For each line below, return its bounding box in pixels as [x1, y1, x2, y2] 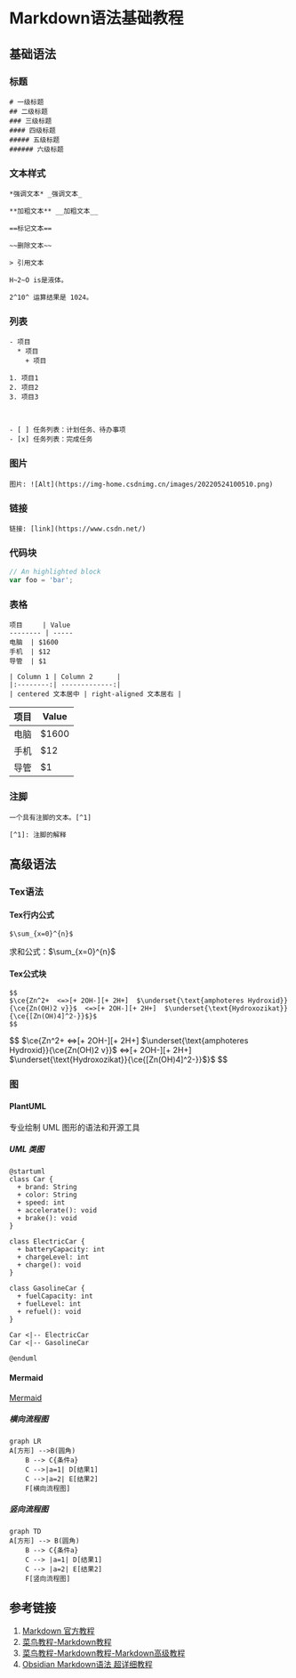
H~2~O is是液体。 [9, 276, 68, 285]
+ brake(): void [17, 1213, 77, 1222]
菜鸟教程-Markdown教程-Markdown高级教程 [21, 1648, 186, 1658]
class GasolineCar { [9, 1284, 86, 1293]
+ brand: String [17, 1182, 77, 1191]
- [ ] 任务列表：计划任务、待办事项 [9, 426, 126, 434]
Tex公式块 [9, 968, 47, 979]
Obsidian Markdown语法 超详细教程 [21, 1659, 153, 1670]
